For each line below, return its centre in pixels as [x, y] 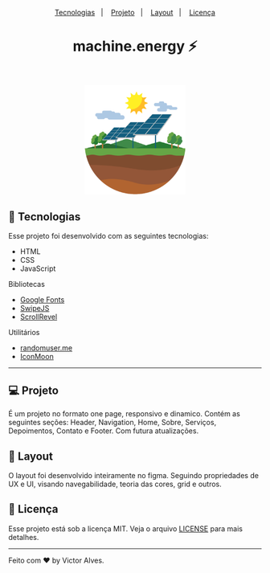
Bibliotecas [27, 284]
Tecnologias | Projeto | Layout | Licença [135, 12]
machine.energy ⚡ [135, 46]
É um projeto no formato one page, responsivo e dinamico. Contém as [125, 414]
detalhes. [24, 537]
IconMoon [37, 357]
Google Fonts [42, 300]
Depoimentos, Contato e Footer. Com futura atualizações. [104, 431]
